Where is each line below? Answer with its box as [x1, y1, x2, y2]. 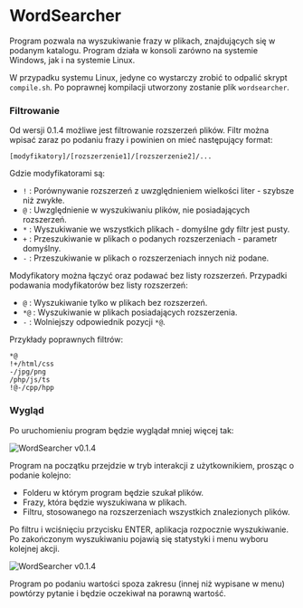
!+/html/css [9, 359, 54, 369]
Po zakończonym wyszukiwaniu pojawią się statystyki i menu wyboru [9, 533, 269, 544]
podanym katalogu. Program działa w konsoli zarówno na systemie [9, 44, 259, 55]
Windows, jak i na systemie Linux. [9, 54, 136, 65]
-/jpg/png [9, 367, 47, 376]
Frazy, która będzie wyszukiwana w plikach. [22, 497, 187, 508]
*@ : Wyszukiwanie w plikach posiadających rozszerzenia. [22, 307, 238, 318]
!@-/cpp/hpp [9, 384, 54, 393]
